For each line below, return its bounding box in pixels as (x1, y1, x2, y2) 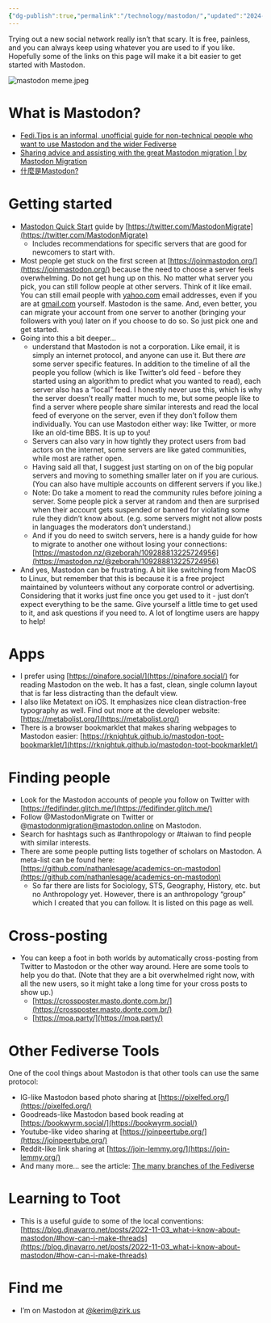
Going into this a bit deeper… (19, 333, 117, 343)
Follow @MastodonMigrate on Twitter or (19, 812, 154, 822)
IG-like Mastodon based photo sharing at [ (19, 1093, 161, 1102)
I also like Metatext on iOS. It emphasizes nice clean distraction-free (19, 697, 248, 707)
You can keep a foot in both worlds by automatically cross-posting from (19, 953, 259, 963)
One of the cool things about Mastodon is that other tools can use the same (8, 1068, 260, 1078)
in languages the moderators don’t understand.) (31, 522, 192, 532)
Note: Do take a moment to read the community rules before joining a (31, 487, 263, 497)
